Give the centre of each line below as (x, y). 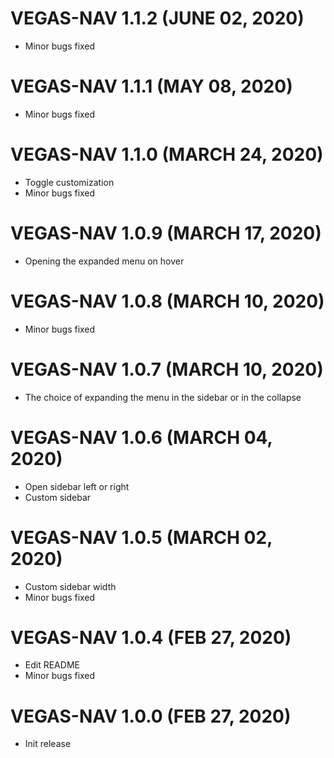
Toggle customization (69, 182)
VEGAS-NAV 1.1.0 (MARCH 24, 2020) (167, 154)
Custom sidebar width (70, 586)
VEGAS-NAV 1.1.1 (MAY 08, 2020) (151, 86)
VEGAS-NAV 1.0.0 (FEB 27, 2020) (151, 716)
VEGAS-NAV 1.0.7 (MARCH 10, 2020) (167, 369)
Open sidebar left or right (77, 486)
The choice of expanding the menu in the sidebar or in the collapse (163, 397)
